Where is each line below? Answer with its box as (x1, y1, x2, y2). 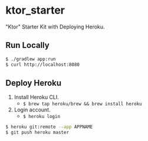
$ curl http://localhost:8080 (5, 62, 80, 68)
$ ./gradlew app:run (5, 56, 57, 62)
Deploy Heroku (5, 78, 62, 88)
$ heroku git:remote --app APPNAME (5, 124, 93, 130)
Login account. (14, 106, 51, 113)
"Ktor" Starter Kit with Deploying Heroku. (5, 23, 105, 30)
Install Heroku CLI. (14, 94, 60, 101)
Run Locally (5, 40, 50, 50)
